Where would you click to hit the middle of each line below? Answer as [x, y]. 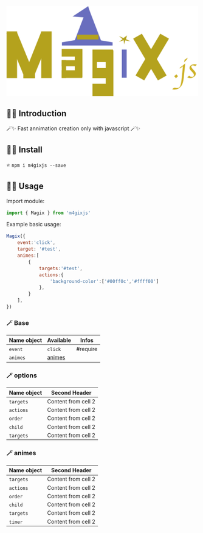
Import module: [26, 201]
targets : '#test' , [61, 268]
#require [87, 349]
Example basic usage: [34, 225]
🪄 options [22, 375]
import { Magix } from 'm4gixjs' [49, 213]
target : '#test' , [39, 249]
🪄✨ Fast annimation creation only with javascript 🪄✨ [74, 128]
